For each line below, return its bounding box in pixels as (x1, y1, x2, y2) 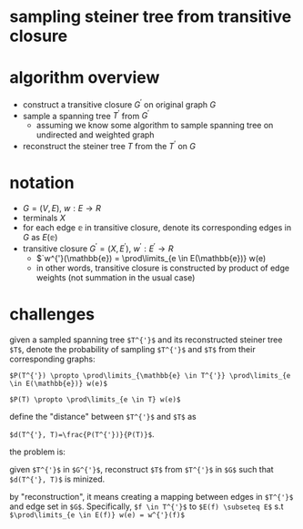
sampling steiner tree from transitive (9, 6, 292, 27)
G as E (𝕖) (22, 232, 58, 243)
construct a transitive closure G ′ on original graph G (22, 97, 217, 110)
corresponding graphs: (9, 353, 96, 364)
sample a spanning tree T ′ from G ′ (22, 108, 150, 121)
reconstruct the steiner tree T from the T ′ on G (22, 139, 197, 152)
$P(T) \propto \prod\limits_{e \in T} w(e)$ (9, 394, 181, 404)
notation (9, 173, 75, 193)
